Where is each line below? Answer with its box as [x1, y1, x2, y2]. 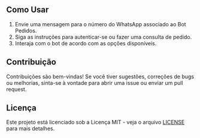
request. [6, 85, 27, 93]
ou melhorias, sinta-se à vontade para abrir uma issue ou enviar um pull [6, 79, 184, 86]
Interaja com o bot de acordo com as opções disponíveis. [14, 39, 157, 47]
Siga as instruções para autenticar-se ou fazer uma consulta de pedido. [14, 33, 192, 41]
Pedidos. [14, 27, 37, 34]
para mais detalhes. [6, 125, 55, 132]
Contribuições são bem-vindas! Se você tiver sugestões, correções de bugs [6, 73, 195, 80]
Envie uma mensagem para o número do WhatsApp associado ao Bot [14, 20, 187, 27]
